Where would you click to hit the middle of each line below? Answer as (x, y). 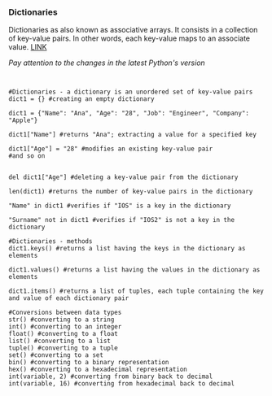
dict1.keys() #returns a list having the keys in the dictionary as (127, 249)
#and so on (27, 156)
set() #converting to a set (56, 355)
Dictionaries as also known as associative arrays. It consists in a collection (133, 30)
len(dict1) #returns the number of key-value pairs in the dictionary (131, 192)
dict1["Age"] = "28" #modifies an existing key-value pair (111, 149)
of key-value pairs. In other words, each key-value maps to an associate (129, 38)
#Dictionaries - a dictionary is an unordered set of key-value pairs (131, 92)
